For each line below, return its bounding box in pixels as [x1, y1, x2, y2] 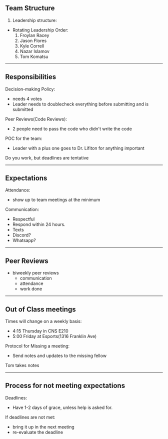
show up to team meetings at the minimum [12, 197, 100, 203]
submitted [12, 106, 33, 112]
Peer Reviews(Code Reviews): [5, 116, 67, 122]
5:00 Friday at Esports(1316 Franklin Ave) [12, 333, 97, 339]
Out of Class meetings [5, 305, 76, 313]
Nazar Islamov [19, 48, 50, 54]
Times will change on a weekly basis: [5, 318, 82, 324]
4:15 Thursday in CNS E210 [12, 328, 68, 334]
